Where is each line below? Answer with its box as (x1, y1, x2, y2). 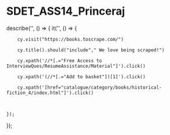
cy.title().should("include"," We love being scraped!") (17, 47, 165, 53)
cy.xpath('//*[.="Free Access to (17, 57, 102, 64)
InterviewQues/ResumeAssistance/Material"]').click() (6, 63, 146, 69)
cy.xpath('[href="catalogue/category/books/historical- (17, 84, 163, 90)
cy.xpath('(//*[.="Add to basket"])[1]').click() (17, 73, 146, 80)
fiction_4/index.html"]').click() (6, 90, 94, 96)
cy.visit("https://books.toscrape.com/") (17, 36, 124, 42)
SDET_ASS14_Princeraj (6, 4, 126, 18)
